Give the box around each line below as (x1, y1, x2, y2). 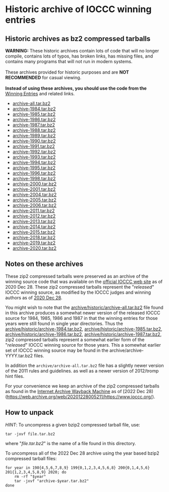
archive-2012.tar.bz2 (12, 213, 56, 219)
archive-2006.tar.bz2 (12, 202, 57, 208)
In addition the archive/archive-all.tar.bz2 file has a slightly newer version (5, 362, 164, 368)
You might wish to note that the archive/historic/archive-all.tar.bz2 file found (5, 304, 164, 310)
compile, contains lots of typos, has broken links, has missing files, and (5, 53, 153, 59)
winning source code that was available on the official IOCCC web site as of (5, 279, 163, 285)
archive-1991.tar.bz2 (12, 143, 55, 149)
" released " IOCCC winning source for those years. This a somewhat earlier (5, 342, 161, 348)
